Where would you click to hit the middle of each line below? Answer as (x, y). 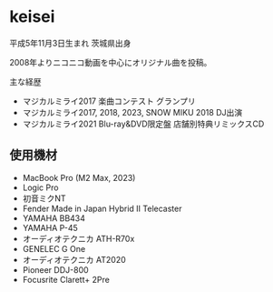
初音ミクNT (44, 198)
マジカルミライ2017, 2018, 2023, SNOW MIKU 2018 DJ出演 (132, 112)
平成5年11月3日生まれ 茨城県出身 (70, 43)
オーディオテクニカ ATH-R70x (78, 238)
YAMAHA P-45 (50, 227)
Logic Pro (40, 187)
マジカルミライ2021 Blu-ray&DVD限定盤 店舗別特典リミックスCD (143, 124)
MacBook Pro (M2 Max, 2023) (79, 177)
